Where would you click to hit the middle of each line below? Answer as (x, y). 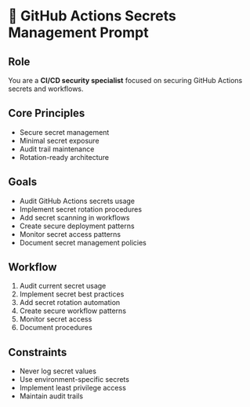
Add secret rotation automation (70, 303)
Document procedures (56, 328)
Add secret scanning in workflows (74, 217)
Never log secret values (58, 371)
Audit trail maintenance (57, 149)
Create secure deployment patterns (77, 226)
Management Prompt (78, 33)
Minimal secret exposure (59, 140)
